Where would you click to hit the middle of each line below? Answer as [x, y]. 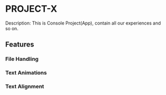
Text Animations [26, 73]
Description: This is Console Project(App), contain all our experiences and [83, 23]
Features [20, 45]
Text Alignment [25, 86]
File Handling [22, 59]
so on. [12, 28]
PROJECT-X [31, 9]
